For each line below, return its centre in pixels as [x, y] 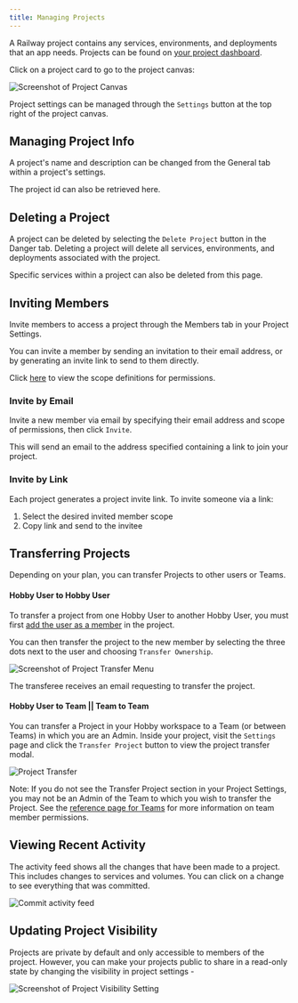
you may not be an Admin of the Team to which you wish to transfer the [140, 798]
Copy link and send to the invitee [82, 525]
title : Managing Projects [57, 17]
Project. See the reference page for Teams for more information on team [142, 807]
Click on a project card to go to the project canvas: [102, 69]
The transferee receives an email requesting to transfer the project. [132, 685]
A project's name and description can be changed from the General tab [140, 163]
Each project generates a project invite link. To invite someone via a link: [141, 498]
